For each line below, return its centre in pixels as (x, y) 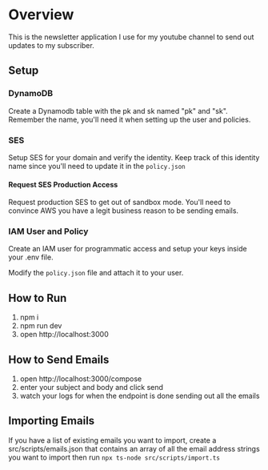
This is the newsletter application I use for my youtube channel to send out (131, 37)
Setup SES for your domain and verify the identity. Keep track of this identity (134, 157)
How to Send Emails (59, 359)
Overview (41, 15)
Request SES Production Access (63, 184)
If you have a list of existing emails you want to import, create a (112, 440)
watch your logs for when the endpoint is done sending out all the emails (140, 396)
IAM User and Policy (48, 231)
